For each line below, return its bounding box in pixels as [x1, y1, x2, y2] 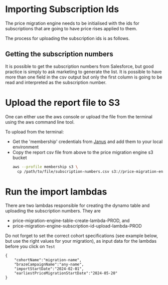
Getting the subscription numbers [5, 50, 114, 58]
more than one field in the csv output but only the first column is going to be [5, 74, 162, 80]
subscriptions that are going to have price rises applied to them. [5, 25, 137, 31]
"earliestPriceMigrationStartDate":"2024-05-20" [14, 271, 118, 276]
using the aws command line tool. [5, 119, 75, 125]
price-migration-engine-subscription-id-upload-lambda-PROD [12, 223, 142, 229]
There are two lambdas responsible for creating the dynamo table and [5, 202, 150, 208]
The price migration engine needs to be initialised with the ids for [5, 20, 139, 26]
